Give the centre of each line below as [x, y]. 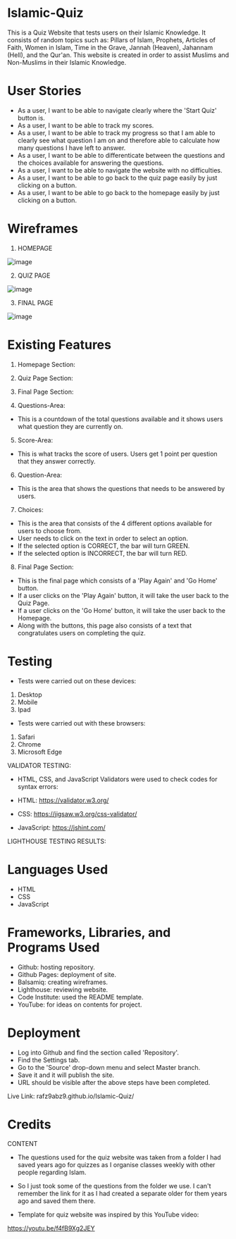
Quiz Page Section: [45, 378]
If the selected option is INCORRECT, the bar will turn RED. [103, 553]
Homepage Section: [46, 364]
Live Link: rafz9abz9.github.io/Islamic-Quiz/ [71, 1096]
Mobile [27, 702]
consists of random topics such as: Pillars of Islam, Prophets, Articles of [112, 39]
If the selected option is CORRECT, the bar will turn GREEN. [104, 546]
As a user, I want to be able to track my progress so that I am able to [116, 132]
